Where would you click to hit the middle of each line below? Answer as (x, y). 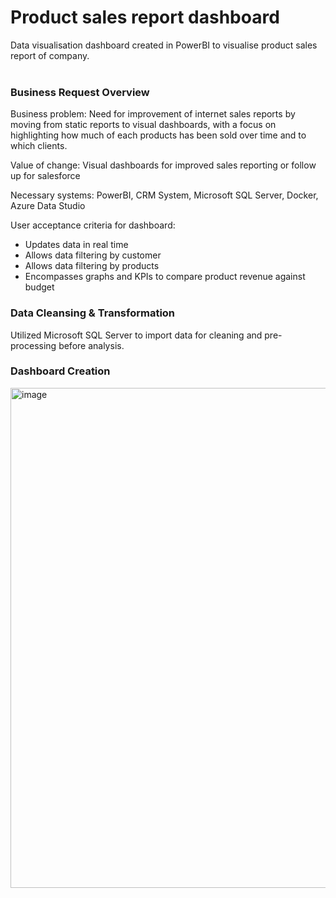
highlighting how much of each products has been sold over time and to (158, 135)
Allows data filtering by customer (93, 255)
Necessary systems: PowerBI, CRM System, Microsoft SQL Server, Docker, (164, 195)
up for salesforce (45, 176)
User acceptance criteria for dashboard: (93, 225)
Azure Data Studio (48, 206)
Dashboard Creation (60, 371)
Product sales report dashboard (145, 17)
